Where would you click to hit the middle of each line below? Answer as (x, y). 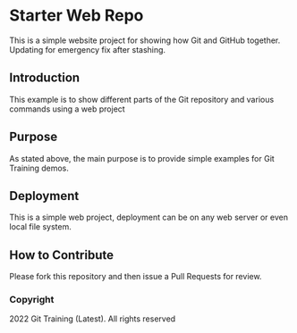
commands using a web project (67, 109)
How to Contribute (62, 255)
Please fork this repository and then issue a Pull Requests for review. (136, 277)
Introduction (45, 78)
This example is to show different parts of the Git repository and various (142, 99)
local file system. (40, 227)
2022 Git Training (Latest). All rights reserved (93, 319)
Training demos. (39, 168)
